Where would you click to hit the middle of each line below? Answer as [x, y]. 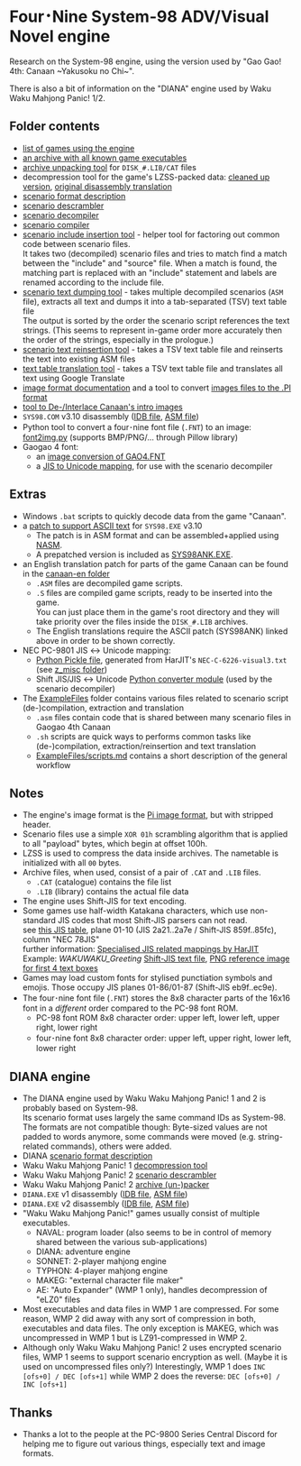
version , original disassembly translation [97, 186]
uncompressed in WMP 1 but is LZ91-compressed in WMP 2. [135, 1338]
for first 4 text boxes [60, 968]
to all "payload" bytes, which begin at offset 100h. [115, 844]
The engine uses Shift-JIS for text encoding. [105, 902]
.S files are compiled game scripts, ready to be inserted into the [154, 592]
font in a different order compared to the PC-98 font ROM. [130, 1008]
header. [36, 825]
